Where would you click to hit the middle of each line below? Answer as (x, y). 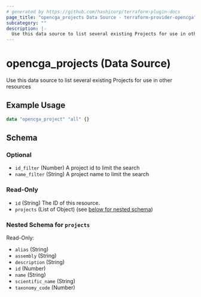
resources (19, 87)
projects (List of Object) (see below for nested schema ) (84, 209)
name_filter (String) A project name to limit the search (82, 174)
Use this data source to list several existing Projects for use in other (89, 80)
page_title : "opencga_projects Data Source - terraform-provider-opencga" (101, 17)
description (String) (39, 262)
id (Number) (30, 269)
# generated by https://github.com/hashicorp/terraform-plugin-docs (93, 12)
